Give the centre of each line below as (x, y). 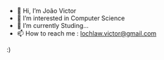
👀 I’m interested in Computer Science (71, 18)
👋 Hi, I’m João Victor (46, 11)
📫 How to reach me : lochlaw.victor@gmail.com (87, 33)
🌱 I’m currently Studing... (53, 25)
